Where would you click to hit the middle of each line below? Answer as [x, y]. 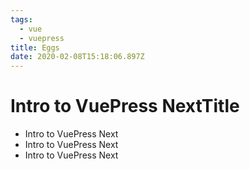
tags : [21, 19]
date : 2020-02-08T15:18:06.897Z [77, 57]
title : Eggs [35, 47]
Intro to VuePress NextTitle [125, 106]
